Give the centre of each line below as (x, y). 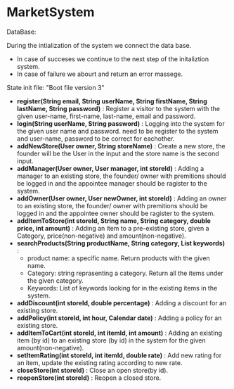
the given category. (55, 280)
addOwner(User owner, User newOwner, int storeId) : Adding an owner (122, 198)
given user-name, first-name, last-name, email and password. (106, 116)
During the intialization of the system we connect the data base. (99, 45)
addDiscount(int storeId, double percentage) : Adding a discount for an (122, 302)
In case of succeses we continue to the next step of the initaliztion (113, 59)
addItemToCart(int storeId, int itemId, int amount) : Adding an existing (119, 333)
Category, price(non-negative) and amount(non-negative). (102, 236)
